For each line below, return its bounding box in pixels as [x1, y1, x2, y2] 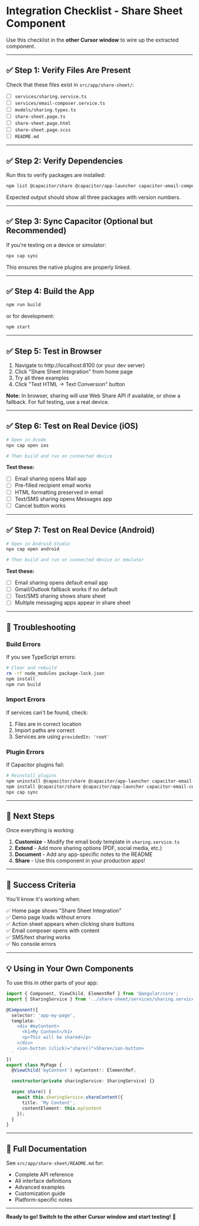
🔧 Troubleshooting [6, 622, 76, 632]
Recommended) [6, 226, 67, 236]
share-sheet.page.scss [14, 127, 71, 133]
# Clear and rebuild [6, 665, 57, 671]
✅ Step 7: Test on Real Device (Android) [6, 525, 155, 535]
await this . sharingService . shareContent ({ [17, 1095, 123, 1100]
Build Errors [6, 640, 41, 648]
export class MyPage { [6, 1062, 62, 1068]
